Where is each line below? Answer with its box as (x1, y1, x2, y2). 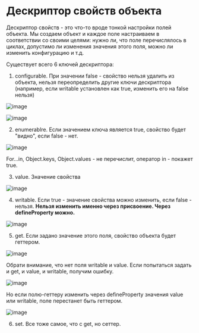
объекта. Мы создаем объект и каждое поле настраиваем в (6, 30, 160, 37)
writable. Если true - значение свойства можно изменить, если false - (14, 196, 192, 203)
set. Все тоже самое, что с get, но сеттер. (14, 320, 121, 327)
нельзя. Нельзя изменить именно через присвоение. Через (14, 203, 171, 210)
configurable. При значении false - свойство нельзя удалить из (14, 72, 175, 79)
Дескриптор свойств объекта (6, 4, 162, 18)
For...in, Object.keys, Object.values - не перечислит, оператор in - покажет (6, 155, 193, 162)
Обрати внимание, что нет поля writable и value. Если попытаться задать (6, 261, 192, 269)
